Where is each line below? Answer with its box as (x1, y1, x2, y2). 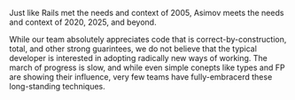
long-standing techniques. (9, 81, 105, 91)
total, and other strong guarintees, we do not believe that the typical (9, 43, 257, 54)
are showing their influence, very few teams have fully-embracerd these (9, 72, 273, 82)
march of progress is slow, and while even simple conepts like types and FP (9, 62, 285, 73)
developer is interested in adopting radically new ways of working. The (9, 53, 268, 63)
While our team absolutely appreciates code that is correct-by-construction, (9, 35, 287, 44)
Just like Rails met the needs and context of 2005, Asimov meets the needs (9, 8, 284, 18)
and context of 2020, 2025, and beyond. (9, 17, 157, 27)
